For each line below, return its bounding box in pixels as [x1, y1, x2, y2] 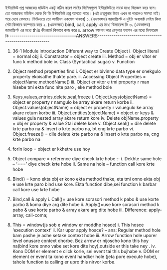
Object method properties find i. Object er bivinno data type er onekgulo [12, 68, 161, 74]
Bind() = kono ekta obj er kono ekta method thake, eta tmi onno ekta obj [12, 176, 161, 182]
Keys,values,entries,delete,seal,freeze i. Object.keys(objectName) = [12, 94, 152, 100]
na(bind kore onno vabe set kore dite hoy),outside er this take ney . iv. [12, 243, 156, 249]
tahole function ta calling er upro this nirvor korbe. [12, 259, 116, 265]
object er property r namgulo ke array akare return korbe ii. [12, 99, 134, 105]
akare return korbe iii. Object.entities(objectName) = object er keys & [12, 110, 154, 116]
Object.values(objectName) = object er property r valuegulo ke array [12, 105, 154, 110]
